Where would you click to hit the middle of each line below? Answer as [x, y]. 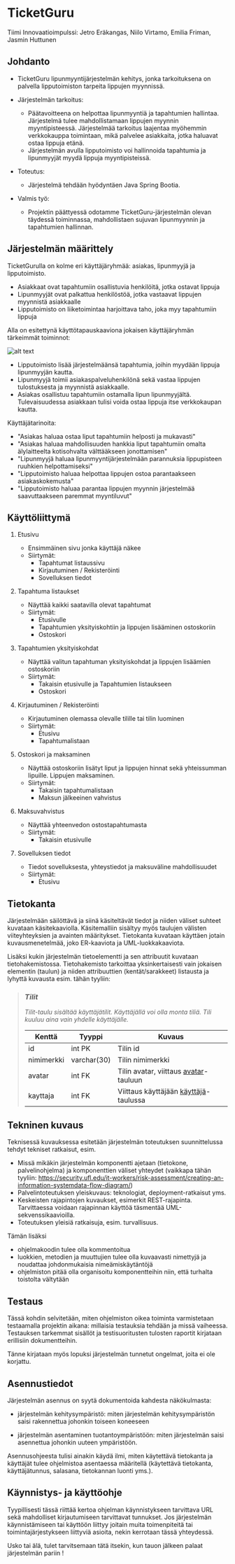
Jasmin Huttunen [32, 39]
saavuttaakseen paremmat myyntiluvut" [75, 495]
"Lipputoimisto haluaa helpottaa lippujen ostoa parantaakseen [106, 473]
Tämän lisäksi [27, 1236]
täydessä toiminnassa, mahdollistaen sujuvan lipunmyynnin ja [116, 219]
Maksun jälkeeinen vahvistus [80, 798]
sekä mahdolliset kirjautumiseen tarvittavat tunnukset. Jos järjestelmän [109, 1517]
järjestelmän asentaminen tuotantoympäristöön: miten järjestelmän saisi [121, 1435]
